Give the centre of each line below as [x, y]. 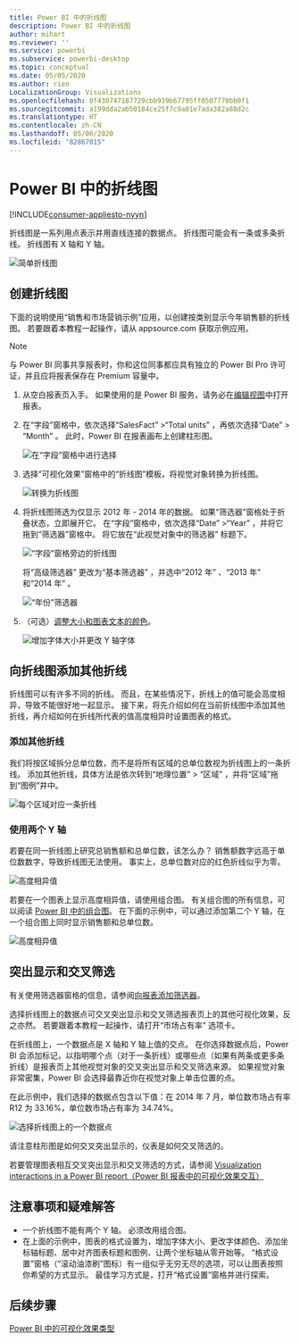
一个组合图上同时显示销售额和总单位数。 [83, 921]
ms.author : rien [39, 84]
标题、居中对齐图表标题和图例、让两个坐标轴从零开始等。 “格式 [154, 1252]
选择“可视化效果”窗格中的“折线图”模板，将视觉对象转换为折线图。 [142, 473]
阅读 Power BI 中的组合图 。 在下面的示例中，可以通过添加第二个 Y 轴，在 [151, 911]
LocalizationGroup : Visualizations [75, 92]
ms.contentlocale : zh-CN [55, 126]
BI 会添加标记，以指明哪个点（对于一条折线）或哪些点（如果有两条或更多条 [147, 1055]
